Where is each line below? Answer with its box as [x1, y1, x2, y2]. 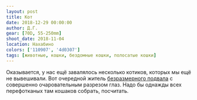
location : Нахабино [6, 42, 54, 48]
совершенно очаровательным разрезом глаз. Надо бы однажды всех [6, 81, 182, 88]
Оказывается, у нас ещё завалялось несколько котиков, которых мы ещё [6, 68, 191, 75]
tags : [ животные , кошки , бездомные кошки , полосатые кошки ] [6, 52, 157, 58]
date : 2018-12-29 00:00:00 [6, 19, 72, 25]
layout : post [6, 8, 38, 15]
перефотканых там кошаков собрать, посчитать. [6, 87, 129, 94]
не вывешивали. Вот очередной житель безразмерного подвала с [6, 75, 173, 82]
